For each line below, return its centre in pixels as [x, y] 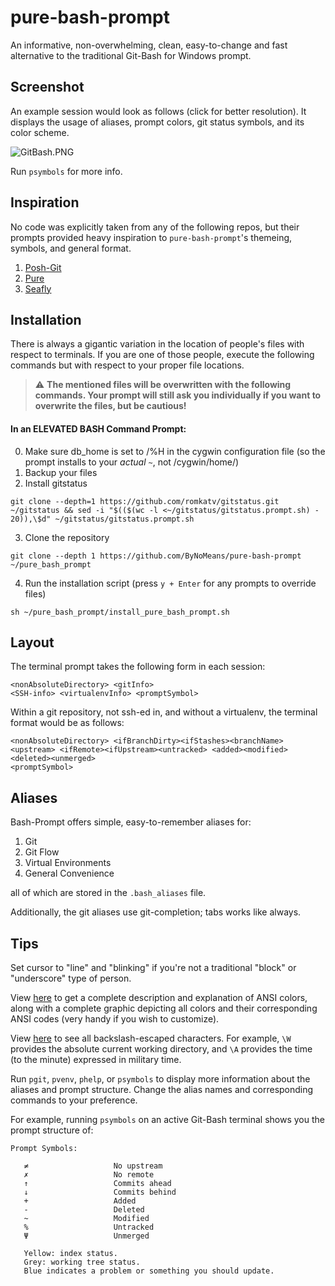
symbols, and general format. [71, 248]
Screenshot [47, 87]
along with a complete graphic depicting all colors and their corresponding [164, 1008]
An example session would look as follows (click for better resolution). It [158, 111]
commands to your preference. [74, 1100]
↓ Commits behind [100, 1192]
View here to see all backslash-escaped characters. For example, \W [151, 1038]
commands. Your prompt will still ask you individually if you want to [178, 395]
